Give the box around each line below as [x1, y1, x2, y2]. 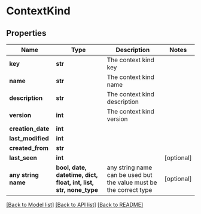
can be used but [106, 171, 153, 179]
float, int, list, [56, 178, 94, 187]
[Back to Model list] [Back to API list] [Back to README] [6, 201, 144, 208]
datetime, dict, [56, 171, 98, 179]
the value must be [106, 178, 157, 187]
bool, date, [56, 163, 87, 172]
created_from [9, 144, 49, 152]
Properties [6, 28, 47, 38]
